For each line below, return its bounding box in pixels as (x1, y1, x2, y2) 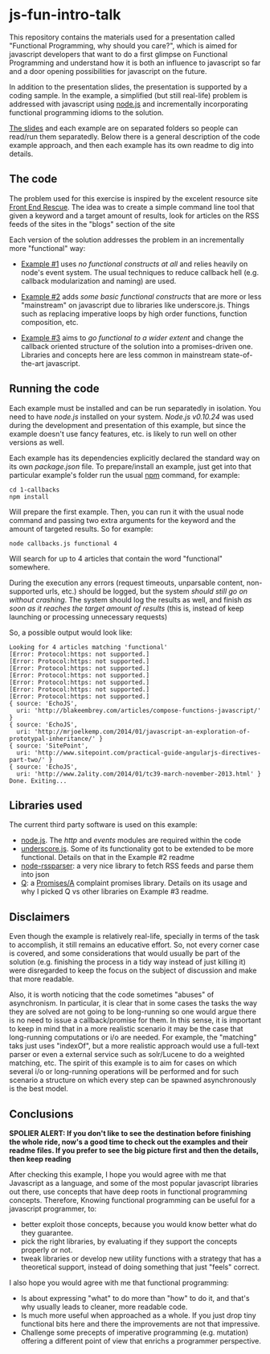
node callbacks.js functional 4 (9, 539, 117, 548)
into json (20, 870, 50, 879)
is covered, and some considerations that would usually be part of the (9, 949, 240, 958)
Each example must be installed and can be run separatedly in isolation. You (9, 403, 262, 413)
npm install (9, 492, 49, 500)
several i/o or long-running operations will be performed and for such (9, 1067, 239, 1076)
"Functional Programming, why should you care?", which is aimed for (9, 40, 238, 50)
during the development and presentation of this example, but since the (9, 420, 246, 430)
